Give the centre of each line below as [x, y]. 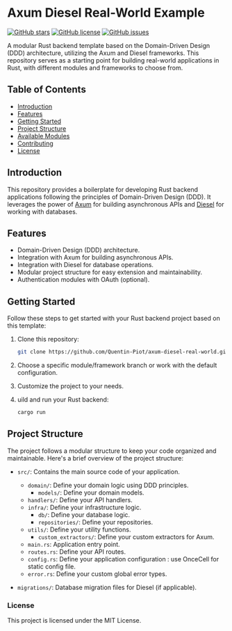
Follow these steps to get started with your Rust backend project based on [114, 319]
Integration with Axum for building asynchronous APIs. [95, 257]
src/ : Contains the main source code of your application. [99, 472]
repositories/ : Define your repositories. [96, 522]
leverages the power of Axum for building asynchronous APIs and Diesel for [116, 204]
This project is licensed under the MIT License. [74, 621]
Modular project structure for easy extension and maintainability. [110, 272]
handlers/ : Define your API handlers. [80, 500]
